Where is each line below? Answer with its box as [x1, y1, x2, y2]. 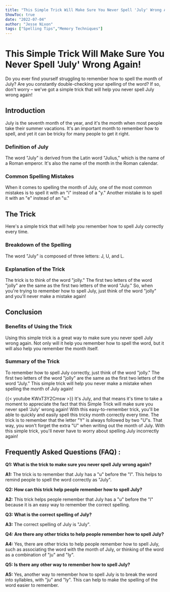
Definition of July [5, 143, 49, 150]
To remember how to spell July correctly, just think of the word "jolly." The [5, 369, 160, 376]
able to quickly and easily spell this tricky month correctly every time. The [5, 412, 159, 418]
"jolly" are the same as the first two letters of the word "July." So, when [5, 282, 153, 288]
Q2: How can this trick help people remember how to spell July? [5, 486, 143, 492]
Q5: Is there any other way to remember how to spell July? [5, 561, 131, 568]
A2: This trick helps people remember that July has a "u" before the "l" [5, 496, 153, 502]
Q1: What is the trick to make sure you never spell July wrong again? [5, 461, 152, 467]
